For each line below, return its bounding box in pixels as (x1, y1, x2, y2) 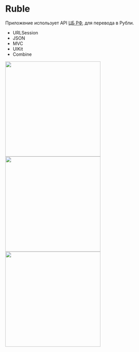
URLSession (12, 29, 39, 36)
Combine (12, 51, 32, 57)
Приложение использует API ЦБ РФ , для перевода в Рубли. (5, 20, 134, 26)
